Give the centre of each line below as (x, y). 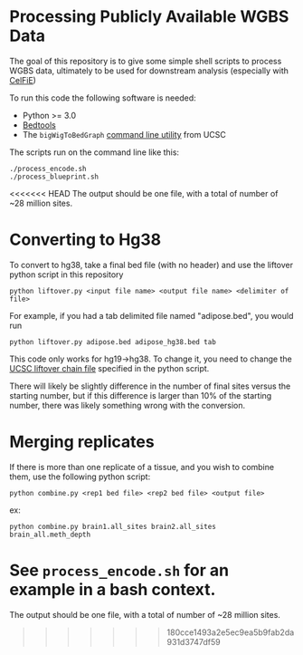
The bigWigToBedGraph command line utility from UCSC (124, 134)
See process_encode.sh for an (119, 570)
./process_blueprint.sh (54, 177)
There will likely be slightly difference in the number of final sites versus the (150, 386)
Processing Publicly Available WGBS (149, 17)
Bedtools (39, 125)
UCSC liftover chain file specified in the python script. (109, 368)
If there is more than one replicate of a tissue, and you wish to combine (142, 467)
